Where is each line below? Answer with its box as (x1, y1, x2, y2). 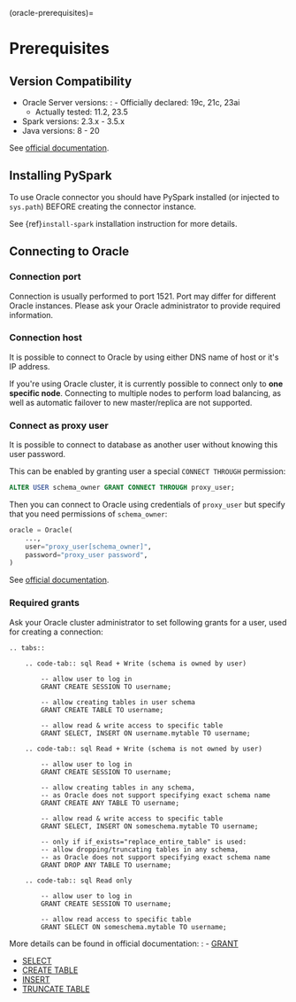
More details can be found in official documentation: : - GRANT (9, 938, 239, 949)
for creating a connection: (9, 626, 103, 637)
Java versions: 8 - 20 (21, 126, 100, 136)
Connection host (9, 331, 82, 344)
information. (9, 309, 54, 320)
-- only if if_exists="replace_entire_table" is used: (41, 837, 247, 846)
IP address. (9, 361, 50, 371)
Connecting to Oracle (9, 244, 130, 260)
